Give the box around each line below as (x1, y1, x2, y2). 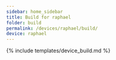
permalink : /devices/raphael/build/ (6, 25, 98, 31)
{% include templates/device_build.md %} (6, 47, 111, 54)
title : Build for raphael (6, 14, 71, 20)
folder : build (6, 20, 42, 26)
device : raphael (6, 31, 47, 37)
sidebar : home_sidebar (6, 8, 63, 15)
